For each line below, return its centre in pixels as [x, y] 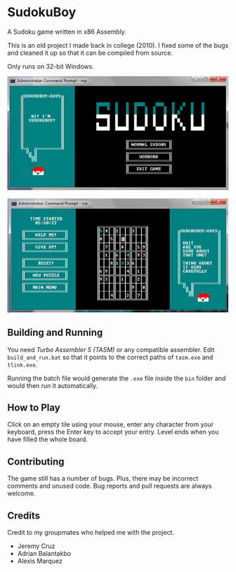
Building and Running [55, 333]
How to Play [34, 407]
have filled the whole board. [47, 439]
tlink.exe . [22, 364]
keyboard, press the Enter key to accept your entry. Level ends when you [113, 432]
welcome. [21, 493]
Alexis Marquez [40, 561]
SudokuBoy [42, 12]
